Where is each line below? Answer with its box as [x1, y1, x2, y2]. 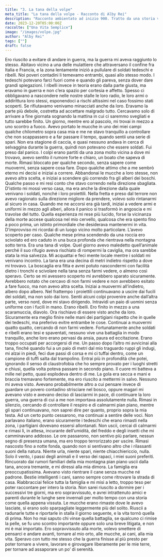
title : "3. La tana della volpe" [5, 7, 73, 12]
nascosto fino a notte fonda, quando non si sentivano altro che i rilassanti [5, 443, 152, 449]
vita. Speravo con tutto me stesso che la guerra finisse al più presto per [5, 536, 148, 541]
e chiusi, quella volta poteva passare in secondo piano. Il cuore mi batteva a [5, 366, 157, 372]
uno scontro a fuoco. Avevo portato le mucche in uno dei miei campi [5, 123, 142, 129]
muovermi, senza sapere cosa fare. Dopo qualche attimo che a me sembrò [5, 164, 154, 170]
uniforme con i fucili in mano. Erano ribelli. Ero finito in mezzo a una [5, 304, 140, 310]
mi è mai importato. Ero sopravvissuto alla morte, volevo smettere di [5, 525, 141, 531]
